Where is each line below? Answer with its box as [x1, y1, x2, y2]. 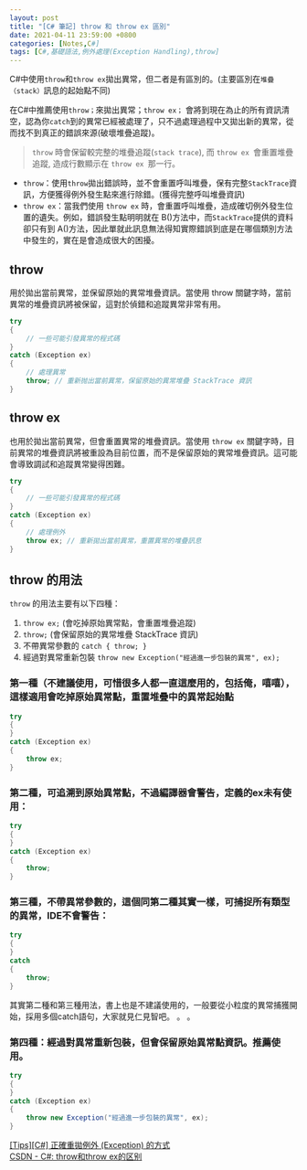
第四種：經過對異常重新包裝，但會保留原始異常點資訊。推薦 [9, 1036, 272, 1048]
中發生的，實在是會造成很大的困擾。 [22, 235, 160, 246]
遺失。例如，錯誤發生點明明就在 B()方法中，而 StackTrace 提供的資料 [38, 212, 294, 223]
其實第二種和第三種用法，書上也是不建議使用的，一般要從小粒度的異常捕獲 [9, 999, 290, 1010]
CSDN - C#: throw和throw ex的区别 [9, 1151, 143, 1162]
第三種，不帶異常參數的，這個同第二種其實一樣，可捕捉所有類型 [9, 896, 291, 909]
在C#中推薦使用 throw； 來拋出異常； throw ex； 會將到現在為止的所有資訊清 [9, 104, 290, 115]
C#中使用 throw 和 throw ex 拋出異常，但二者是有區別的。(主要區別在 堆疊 [9, 74, 275, 85]
